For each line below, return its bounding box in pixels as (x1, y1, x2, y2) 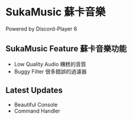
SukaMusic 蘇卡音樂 (5, 5, 106, 19)
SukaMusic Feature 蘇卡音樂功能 (5, 44, 127, 54)
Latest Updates (5, 85, 63, 95)
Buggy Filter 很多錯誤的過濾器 (14, 68, 87, 75)
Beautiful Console (14, 101, 58, 108)
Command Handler (14, 107, 60, 114)
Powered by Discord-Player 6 (5, 25, 77, 32)
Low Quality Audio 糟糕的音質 (14, 60, 86, 68)
